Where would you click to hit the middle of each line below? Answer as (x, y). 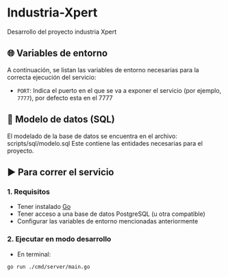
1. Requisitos (28, 192)
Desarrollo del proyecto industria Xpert (62, 32)
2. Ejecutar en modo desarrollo (59, 239)
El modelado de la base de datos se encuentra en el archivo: (92, 136)
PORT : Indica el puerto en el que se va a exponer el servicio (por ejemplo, (119, 90)
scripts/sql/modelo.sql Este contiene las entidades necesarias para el (105, 143)
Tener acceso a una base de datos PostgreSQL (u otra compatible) (111, 214)
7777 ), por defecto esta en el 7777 (65, 98)
